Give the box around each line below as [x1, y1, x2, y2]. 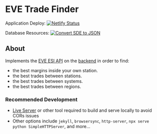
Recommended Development [5, 96, 78, 103]
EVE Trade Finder [5, 4, 79, 15]
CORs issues [12, 113, 39, 119]
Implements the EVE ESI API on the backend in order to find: [5, 58, 129, 64]
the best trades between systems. [12, 78, 83, 84]
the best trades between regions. [12, 83, 81, 89]
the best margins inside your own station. [12, 67, 98, 73]
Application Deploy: [5, 20, 46, 26]
